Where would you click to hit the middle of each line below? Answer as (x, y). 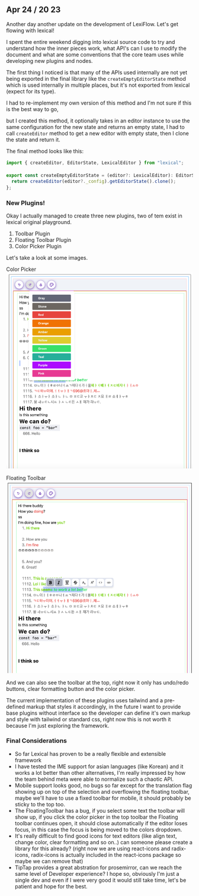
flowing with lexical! (30, 30)
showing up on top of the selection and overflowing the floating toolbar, (102, 791)
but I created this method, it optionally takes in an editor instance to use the (98, 121)
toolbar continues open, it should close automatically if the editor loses (101, 823)
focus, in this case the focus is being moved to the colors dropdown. (98, 829)
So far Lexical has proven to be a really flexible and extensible (90, 753)
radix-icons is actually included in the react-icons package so (106, 854)
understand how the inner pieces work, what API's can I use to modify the (96, 48)
